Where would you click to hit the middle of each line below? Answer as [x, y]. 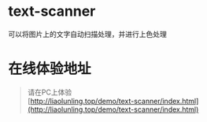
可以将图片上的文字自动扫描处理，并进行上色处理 [87, 34]
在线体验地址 [50, 69]
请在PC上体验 [50, 92]
